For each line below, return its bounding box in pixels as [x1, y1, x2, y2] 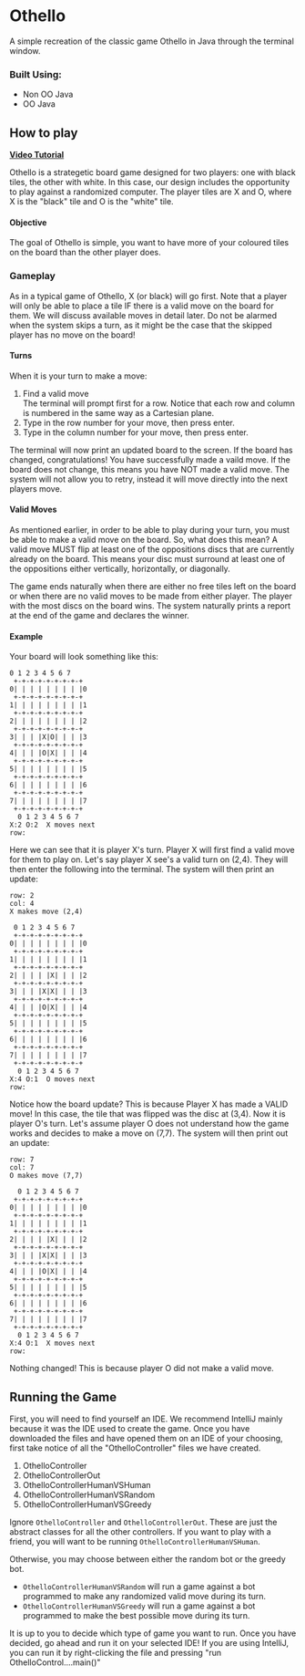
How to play [9, 125, 78, 141]
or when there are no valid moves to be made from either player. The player [9, 590, 293, 601]
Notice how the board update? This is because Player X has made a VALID [9, 1098, 289, 1109]
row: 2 [9, 891, 35, 900]
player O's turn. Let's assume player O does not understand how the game [9, 1119, 290, 1129]
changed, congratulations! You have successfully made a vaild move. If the [9, 453, 291, 465]
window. [9, 45, 41, 56]
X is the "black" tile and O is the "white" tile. [9, 196, 175, 207]
